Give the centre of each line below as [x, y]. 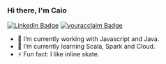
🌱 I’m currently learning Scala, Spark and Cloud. [86, 47]
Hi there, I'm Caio [37, 10]
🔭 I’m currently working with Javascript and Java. [88, 39]
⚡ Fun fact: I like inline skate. [58, 54]
